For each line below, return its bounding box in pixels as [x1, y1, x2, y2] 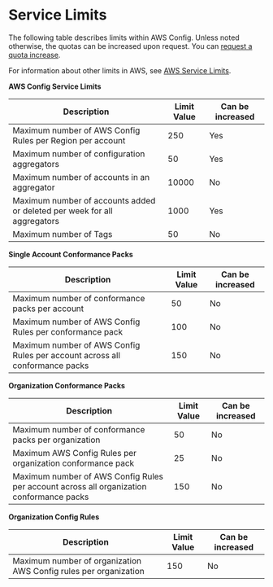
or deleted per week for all [12, 205, 113, 217]
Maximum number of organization [12, 555, 142, 567]
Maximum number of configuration [12, 148, 145, 160]
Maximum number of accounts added [12, 195, 156, 206]
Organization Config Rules [8, 511, 100, 522]
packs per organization [12, 434, 101, 445]
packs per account [12, 303, 84, 314]
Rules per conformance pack [12, 326, 123, 337]
